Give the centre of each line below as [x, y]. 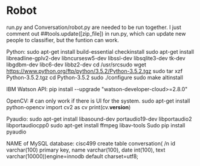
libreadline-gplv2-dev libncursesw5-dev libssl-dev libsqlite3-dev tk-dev [96, 58]
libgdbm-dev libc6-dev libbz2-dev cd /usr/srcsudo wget [76, 65]
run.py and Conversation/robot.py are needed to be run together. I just [94, 27]
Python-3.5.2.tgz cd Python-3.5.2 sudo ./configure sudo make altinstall [95, 77]
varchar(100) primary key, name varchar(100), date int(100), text [86, 150]
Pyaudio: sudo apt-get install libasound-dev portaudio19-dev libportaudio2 [99, 119]
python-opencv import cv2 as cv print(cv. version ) [69, 107]
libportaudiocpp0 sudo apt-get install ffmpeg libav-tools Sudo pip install [96, 125]
